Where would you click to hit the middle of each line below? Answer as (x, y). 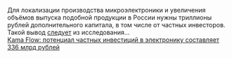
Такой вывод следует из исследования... (69, 32)
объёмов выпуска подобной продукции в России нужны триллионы (110, 17)
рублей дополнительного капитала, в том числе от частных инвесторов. (116, 25)
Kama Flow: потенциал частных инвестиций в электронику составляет (114, 40)
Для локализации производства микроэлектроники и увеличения (107, 10)
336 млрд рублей (33, 47)
